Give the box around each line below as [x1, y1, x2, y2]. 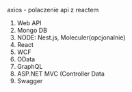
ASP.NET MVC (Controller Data [16, 70, 105, 78]
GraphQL [16, 63, 43, 70]
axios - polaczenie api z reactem [7, 6, 99, 14]
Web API [16, 19, 42, 27]
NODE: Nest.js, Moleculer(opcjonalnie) [16, 33, 126, 42]
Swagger [16, 77, 43, 85]
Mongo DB [16, 27, 48, 34]
